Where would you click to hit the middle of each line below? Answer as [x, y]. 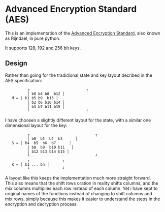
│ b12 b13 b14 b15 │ [48, 151]
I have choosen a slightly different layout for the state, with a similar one [78, 120]
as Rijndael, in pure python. [33, 38]
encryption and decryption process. [41, 204]
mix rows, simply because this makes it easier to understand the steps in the [82, 199]
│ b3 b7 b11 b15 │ [46, 107]
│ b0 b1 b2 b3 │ [52, 139]
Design [16, 63]
